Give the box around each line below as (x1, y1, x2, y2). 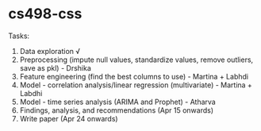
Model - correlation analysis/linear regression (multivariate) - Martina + (19, 80, 252, 90)
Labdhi (19, 88, 43, 98)
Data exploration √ (19, 46, 81, 56)
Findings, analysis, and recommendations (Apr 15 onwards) (19, 105, 214, 115)
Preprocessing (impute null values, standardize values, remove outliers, (19, 55, 254, 64)
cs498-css (8, 5, 83, 23)
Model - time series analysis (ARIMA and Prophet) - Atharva (19, 97, 216, 106)
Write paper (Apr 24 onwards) (19, 114, 118, 123)
